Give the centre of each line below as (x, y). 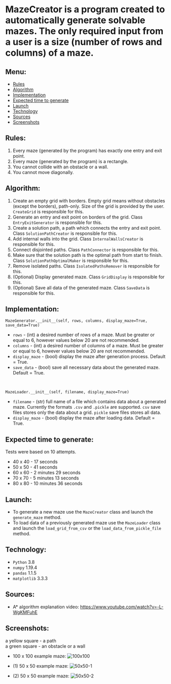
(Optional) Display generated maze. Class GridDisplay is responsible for (89, 277)
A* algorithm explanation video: (46, 607)
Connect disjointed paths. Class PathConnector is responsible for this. (85, 250)
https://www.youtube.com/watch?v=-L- (122, 607)
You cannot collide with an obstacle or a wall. (60, 167)
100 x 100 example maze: (39, 656)
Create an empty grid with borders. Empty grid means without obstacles (89, 201)
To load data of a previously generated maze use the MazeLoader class (87, 523)
